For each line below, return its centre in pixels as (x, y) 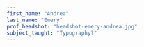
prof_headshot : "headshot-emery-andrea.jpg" (72, 26)
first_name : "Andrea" (38, 13)
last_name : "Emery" (35, 20)
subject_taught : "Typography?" (52, 33)
